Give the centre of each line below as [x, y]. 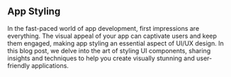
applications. [50, 65]
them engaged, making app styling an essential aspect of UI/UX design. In [116, 43]
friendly [19, 65]
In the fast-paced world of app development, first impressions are [103, 28]
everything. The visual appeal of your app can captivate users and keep [112, 36]
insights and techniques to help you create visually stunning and [101, 58]
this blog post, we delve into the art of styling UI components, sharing [109, 50]
